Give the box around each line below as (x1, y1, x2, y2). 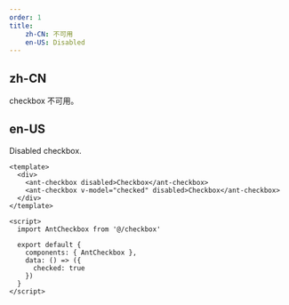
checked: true (32, 263, 86, 272)
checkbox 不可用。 (9, 95, 79, 107)
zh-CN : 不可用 (25, 29, 74, 38)
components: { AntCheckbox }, (25, 248, 138, 257)
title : (9, 21, 34, 30)
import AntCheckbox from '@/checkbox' (17, 224, 162, 234)
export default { (17, 240, 82, 249)
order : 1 (9, 12, 42, 22)
